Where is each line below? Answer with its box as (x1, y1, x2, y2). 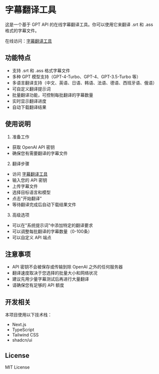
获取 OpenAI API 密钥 (12, 144, 55, 150)
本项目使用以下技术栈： (5, 312, 52, 318)
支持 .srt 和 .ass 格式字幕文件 (12, 67, 71, 73)
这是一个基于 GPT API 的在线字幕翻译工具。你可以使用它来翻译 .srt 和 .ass (5, 21, 153, 27)
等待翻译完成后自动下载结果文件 (12, 201, 76, 208)
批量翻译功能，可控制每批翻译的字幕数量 (12, 92, 93, 98)
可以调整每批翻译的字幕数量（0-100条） (12, 228, 92, 234)
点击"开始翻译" (12, 195, 42, 201)
